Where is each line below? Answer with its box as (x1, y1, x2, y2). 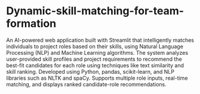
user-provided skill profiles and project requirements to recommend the (6, 55, 182, 62)
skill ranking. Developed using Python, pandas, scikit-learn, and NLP (6, 68, 175, 75)
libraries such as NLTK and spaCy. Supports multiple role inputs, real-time (6, 74, 188, 82)
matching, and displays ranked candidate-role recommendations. (6, 80, 167, 87)
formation (6, 17, 57, 30)
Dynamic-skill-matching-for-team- (6, 4, 184, 18)
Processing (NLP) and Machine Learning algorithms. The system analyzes (6, 49, 189, 56)
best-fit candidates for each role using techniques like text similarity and (6, 61, 184, 69)
